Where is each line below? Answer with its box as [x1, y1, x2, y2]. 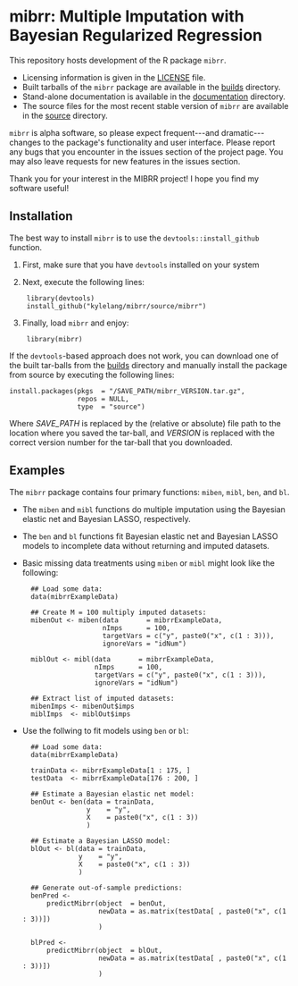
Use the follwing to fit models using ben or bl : [21, 725, 189, 736]
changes [9, 137, 42, 147]
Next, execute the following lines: [21, 276, 145, 287]
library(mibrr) [26, 334, 83, 343]
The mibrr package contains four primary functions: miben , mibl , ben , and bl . [9, 486, 290, 497]
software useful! [9, 182, 70, 193]
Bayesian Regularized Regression [9, 25, 263, 46]
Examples [9, 463, 65, 478]
